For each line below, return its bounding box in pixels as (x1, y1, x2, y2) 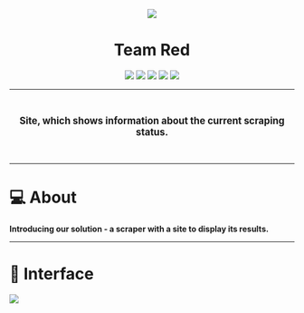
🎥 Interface (9, 264, 94, 285)
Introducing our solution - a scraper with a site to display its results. (9, 223, 270, 234)
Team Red (113, 40, 191, 61)
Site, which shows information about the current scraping (19, 114, 285, 127)
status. (135, 125, 169, 138)
